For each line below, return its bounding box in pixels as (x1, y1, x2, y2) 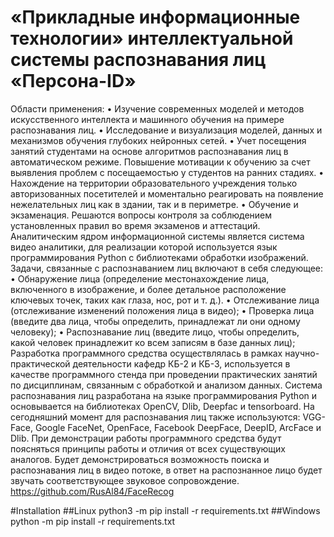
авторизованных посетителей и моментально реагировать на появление (10, 187, 324, 200)
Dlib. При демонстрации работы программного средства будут (10, 432, 282, 444)
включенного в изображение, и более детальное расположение (10, 283, 287, 295)
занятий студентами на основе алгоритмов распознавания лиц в (10, 145, 289, 157)
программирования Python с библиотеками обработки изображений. (10, 251, 309, 263)
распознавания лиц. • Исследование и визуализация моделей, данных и (10, 124, 323, 136)
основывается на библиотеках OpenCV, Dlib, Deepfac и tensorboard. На (10, 400, 315, 412)
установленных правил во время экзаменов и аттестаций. (10, 219, 261, 231)
